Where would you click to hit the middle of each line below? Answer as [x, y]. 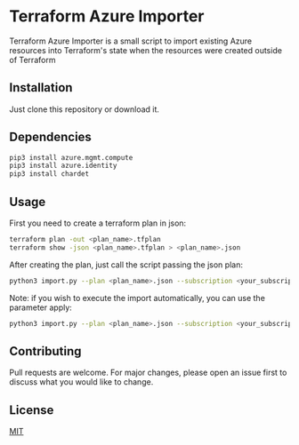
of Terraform [32, 60]
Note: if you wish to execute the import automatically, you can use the [137, 298]
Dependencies [50, 137]
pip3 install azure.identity [63, 166]
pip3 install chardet [49, 174]
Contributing [45, 351]
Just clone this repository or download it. [85, 109]
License [32, 410]
